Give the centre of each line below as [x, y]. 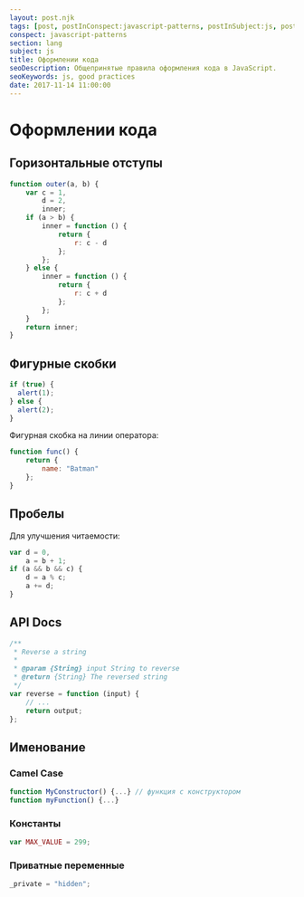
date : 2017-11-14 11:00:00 [60, 85]
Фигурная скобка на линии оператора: [84, 435]
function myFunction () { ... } [64, 800]
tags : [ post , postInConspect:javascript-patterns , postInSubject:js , [143, 26]
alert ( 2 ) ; [36, 410]
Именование [47, 747]
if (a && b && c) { [46, 569]
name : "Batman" [71, 469]
